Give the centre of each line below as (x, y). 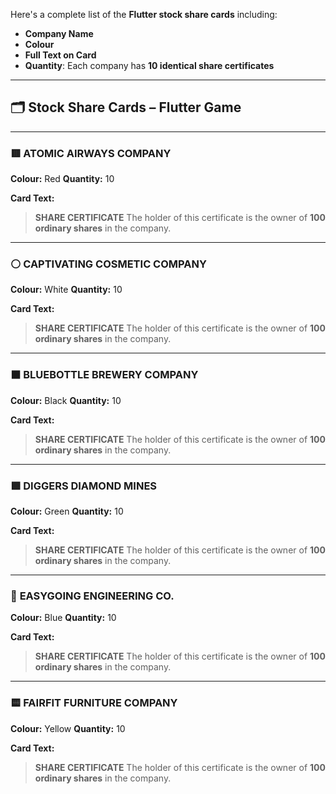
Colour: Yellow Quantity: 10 (68, 728)
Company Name (59, 33)
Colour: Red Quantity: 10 (62, 179)
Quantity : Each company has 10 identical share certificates (149, 65)
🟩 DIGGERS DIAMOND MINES (84, 486)
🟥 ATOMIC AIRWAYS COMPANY (91, 153)
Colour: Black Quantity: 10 (66, 400)
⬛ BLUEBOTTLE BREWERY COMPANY (104, 375)
